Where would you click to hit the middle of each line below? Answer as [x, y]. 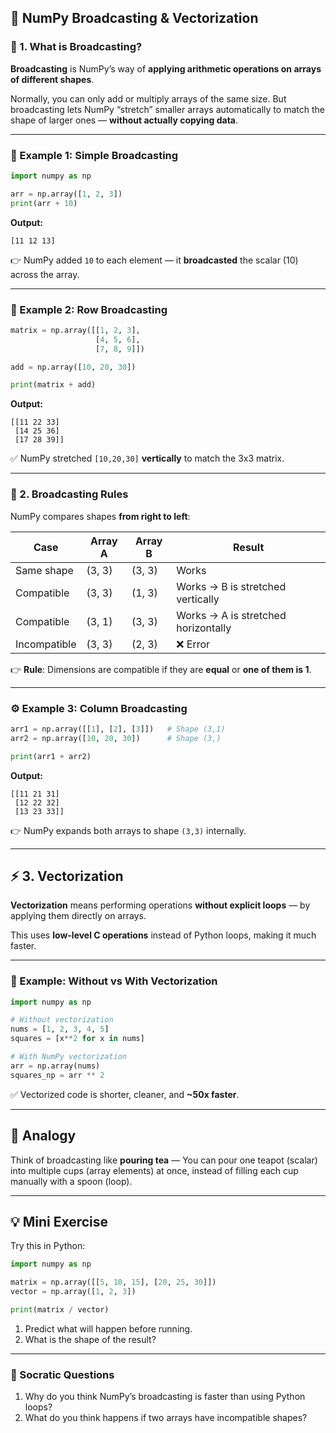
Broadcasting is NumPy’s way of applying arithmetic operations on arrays [166, 68]
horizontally [204, 628]
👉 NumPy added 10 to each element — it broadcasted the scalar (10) [154, 260]
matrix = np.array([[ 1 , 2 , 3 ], [75, 330]
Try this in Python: [48, 1246]
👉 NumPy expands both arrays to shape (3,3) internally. [128, 830]
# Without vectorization [62, 1020]
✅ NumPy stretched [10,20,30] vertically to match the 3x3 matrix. [147, 458]
